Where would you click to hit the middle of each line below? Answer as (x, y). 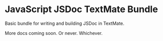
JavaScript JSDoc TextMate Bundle (81, 9)
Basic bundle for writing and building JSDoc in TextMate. (65, 23)
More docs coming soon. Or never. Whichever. (54, 33)
